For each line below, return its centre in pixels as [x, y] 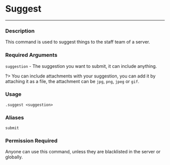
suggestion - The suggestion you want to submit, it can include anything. [81, 66]
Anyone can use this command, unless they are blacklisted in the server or [83, 152]
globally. [14, 157]
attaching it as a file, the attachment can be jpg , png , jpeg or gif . [72, 81]
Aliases [15, 117]
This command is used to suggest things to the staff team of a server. [78, 42]
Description [20, 31]
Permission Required [31, 141]
